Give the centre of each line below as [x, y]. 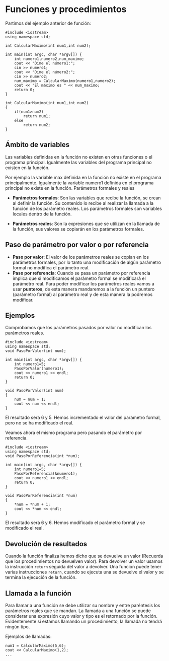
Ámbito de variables [37, 145]
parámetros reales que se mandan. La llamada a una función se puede [78, 611]
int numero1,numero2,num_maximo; [49, 59]
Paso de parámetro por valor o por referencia [77, 245]
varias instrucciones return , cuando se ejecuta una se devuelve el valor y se [84, 572]
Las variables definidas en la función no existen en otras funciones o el [79, 157]
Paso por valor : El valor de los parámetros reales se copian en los [81, 257]
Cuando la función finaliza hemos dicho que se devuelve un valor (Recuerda [84, 556]
